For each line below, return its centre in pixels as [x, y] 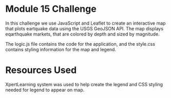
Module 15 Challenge [51, 9]
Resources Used [41, 70]
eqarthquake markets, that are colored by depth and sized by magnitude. [83, 34]
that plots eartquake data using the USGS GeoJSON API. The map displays [84, 28]
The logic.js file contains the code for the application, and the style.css [80, 44]
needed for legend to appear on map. [45, 90]
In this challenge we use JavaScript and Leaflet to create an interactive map [85, 23]
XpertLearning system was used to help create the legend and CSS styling [84, 84]
